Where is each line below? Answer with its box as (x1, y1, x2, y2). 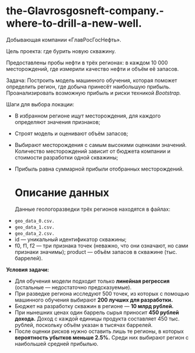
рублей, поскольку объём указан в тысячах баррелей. (14, 321, 153, 328)
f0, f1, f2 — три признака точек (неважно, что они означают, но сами (14, 242, 189, 249)
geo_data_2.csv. (14, 230, 55, 237)
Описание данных (14, 186, 110, 200)
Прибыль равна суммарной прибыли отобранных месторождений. (14, 165, 184, 172)
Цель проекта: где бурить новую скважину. (6, 47, 116, 54)
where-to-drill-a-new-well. (6, 17, 143, 30)
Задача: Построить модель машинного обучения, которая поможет (6, 77, 178, 84)
